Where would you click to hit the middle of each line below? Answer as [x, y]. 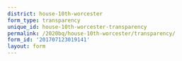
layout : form [27, 46]
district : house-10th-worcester [55, 14]
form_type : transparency [44, 20]
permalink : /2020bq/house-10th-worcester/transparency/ [91, 33]
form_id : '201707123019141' [49, 40]
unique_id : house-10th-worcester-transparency [77, 27]
